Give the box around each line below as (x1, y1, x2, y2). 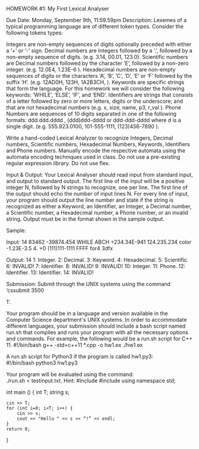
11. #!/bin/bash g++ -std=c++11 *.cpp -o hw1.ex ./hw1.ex (6, 341, 143, 348)
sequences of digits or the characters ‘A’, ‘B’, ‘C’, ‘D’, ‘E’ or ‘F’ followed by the (6, 73, 192, 79)
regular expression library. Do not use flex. (6, 160, 110, 167)
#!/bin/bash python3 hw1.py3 (6, 359, 78, 366)
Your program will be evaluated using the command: (6, 371, 134, 378)
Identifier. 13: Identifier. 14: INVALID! (6, 269, 94, 276)
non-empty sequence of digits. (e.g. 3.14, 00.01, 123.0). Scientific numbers (6, 54, 188, 60)
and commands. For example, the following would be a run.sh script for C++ (6, 335, 193, 342)
